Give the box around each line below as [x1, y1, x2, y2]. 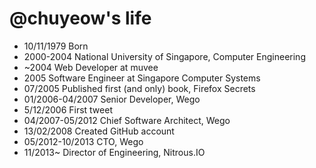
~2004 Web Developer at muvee [23, 61, 159, 73]
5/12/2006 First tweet [23, 103, 113, 116]
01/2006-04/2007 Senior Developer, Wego [23, 93, 201, 105]
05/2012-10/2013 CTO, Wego [23, 135, 144, 147]
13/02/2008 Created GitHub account [23, 125, 175, 137]
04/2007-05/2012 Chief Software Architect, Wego [23, 114, 231, 126]
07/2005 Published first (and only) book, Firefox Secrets [23, 82, 256, 94]
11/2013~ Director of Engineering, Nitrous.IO [23, 146, 206, 158]
